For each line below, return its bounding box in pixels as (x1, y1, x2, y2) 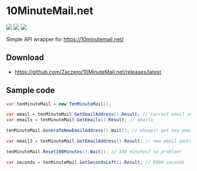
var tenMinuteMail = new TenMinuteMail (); (6, 101, 111, 107)
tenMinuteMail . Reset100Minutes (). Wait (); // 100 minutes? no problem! (6, 149, 182, 155)
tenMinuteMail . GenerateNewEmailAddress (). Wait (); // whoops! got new (6, 128, 180, 133)
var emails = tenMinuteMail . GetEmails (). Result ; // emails (6, 117, 154, 123)
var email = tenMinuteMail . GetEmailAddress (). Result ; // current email (6, 112, 185, 118)
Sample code (6, 85, 55, 95)
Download (6, 53, 44, 63)
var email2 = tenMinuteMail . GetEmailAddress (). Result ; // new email (6, 138, 177, 145)
